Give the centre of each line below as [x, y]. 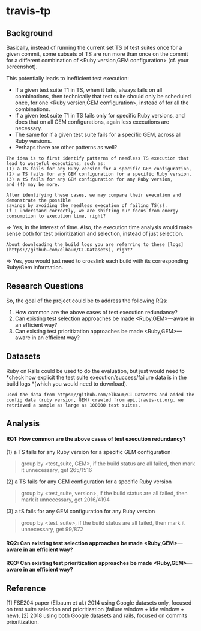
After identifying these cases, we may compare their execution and [94, 195]
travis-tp [28, 11]
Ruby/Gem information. [35, 267]
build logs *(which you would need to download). [67, 384]
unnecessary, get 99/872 [52, 530]
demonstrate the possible [38, 200]
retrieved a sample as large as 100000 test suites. [73, 405]
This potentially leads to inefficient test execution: [67, 78]
